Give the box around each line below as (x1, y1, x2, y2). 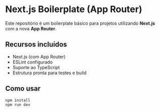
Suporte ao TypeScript (12, 64, 60, 70)
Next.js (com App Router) (12, 53, 66, 60)
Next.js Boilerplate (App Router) (5, 4, 143, 15)
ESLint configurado (12, 59, 53, 65)
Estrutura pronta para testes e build (12, 70, 87, 76)
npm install (5, 97, 30, 103)
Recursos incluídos (5, 40, 67, 49)
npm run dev (5, 102, 30, 107)
